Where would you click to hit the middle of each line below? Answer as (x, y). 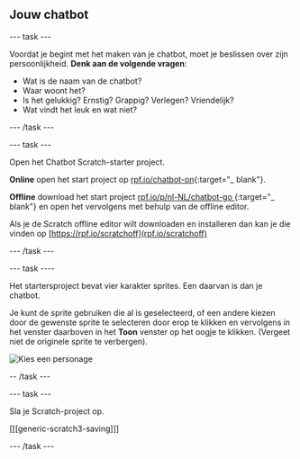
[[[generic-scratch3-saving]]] (64, 428)
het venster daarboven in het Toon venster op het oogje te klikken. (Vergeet (150, 331)
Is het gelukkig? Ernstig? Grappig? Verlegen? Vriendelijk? (128, 100)
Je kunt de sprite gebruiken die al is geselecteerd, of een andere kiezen (143, 312)
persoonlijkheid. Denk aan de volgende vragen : (98, 63)
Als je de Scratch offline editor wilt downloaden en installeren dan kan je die (150, 223)
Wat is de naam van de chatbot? (82, 81)
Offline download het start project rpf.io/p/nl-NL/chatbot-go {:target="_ (142, 196)
